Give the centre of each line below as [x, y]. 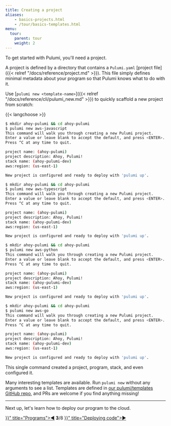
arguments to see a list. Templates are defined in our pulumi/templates [79, 388]
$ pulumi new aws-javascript [36, 128]
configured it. [19, 372]
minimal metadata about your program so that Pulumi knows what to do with [85, 78]
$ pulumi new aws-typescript [36, 189]
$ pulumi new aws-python [32, 250]
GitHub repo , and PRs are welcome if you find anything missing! [72, 393]
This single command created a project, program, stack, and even [74, 367]
